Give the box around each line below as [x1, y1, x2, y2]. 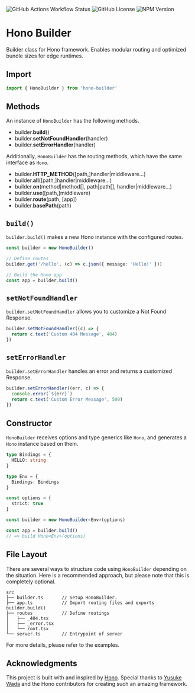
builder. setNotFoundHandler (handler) [14, 135, 108, 142]
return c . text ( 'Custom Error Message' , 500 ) [11, 396, 123, 403]
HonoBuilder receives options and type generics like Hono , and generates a [6, 434, 187, 441]
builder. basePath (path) [14, 202, 72, 209]
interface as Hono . [6, 159, 49, 166]
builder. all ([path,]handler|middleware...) [14, 177, 112, 184]
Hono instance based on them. [6, 440, 79, 448]
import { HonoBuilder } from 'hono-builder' [6, 85, 118, 91]
